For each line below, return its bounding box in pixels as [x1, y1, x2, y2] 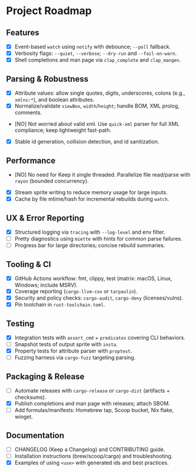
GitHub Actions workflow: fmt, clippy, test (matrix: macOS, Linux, [14, 275, 172, 282]
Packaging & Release [6, 371, 85, 381]
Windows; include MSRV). [14, 281, 78, 288]
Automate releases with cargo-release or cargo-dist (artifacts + [14, 387, 170, 394]
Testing [6, 318, 35, 328]
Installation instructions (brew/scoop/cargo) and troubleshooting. [14, 453, 173, 460]
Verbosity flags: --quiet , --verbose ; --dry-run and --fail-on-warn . [14, 50, 177, 57]
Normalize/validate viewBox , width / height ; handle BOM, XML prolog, [14, 102, 180, 109]
